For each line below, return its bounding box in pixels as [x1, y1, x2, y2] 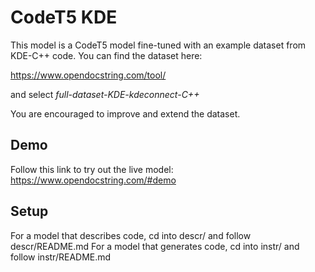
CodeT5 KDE [10, 6, 118, 29]
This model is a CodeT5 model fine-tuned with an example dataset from [10, 39, 307, 51]
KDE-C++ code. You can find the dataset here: [10, 49, 203, 61]
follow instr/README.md [10, 251, 112, 263]
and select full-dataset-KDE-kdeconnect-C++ [10, 88, 200, 100]
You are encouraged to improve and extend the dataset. [10, 107, 241, 120]
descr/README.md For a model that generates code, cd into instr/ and [10, 240, 300, 252]
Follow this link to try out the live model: [10, 163, 174, 175]
